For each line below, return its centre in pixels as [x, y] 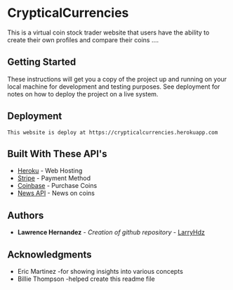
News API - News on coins [56, 193]
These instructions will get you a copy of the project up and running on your [117, 79]
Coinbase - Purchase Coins [57, 186]
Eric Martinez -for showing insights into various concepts [100, 271]
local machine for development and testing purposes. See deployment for [114, 87]
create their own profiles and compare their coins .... [83, 39]
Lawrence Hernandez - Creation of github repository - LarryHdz [111, 232]
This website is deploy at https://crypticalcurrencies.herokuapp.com [113, 132]
